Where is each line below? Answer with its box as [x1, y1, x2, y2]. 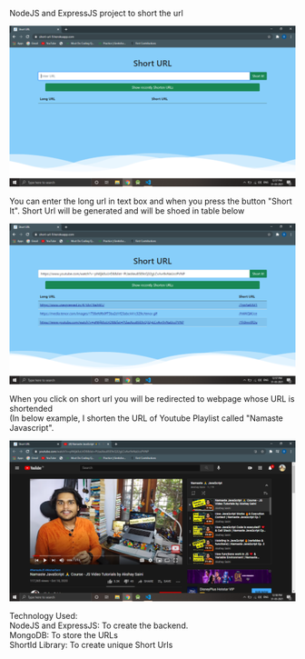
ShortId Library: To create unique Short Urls [9, 640, 173, 650]
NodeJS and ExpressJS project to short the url [9, 8, 183, 18]
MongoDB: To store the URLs [9, 630, 118, 640]
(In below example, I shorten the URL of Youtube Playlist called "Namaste [9, 413, 284, 424]
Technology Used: [9, 611, 78, 621]
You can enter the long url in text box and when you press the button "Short [9, 195, 292, 206]
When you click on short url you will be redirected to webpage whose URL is [9, 394, 295, 404]
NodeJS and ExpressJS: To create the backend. [9, 620, 189, 631]
